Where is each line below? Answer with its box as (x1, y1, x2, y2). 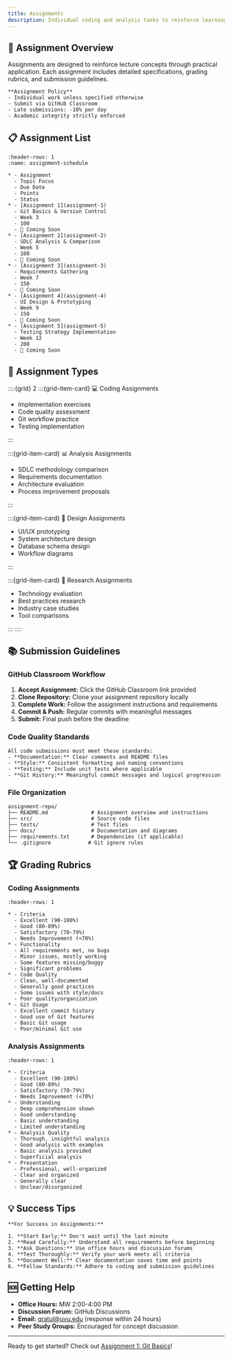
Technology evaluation (17, 589, 83, 597)
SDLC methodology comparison (17, 465, 109, 473)
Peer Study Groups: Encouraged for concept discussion (17, 1322, 178, 1330)
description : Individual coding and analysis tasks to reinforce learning (8, 17, 227, 23)
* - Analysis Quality (8, 1129, 70, 1136)
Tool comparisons (17, 611, 70, 619)
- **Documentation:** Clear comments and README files (8, 753, 169, 761)
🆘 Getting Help (8, 1282, 75, 1294)
